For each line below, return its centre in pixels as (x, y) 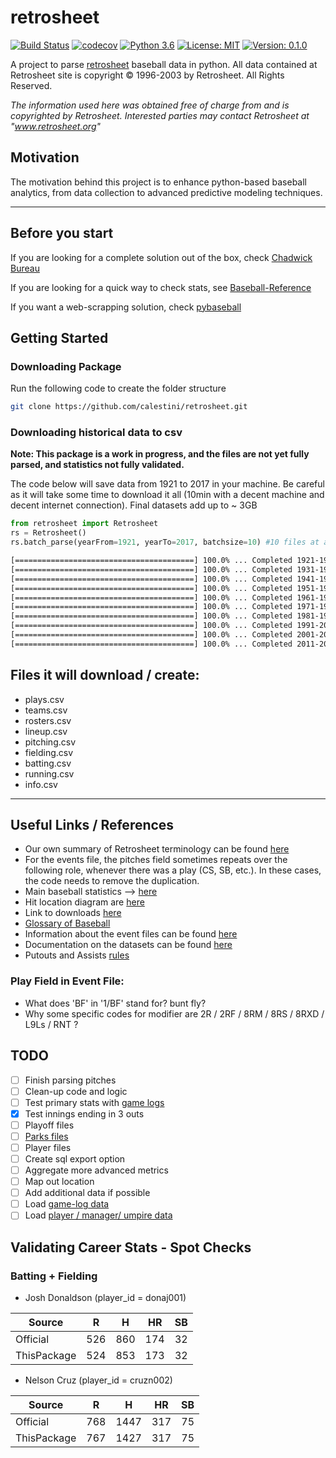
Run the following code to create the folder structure (118, 388)
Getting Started (59, 337)
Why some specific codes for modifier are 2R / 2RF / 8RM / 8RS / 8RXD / (174, 1013)
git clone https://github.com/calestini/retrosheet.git (129, 407)
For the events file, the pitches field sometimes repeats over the (156, 860)
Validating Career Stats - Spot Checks (131, 1247)
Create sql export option (75, 1158)
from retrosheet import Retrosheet (84, 524)
